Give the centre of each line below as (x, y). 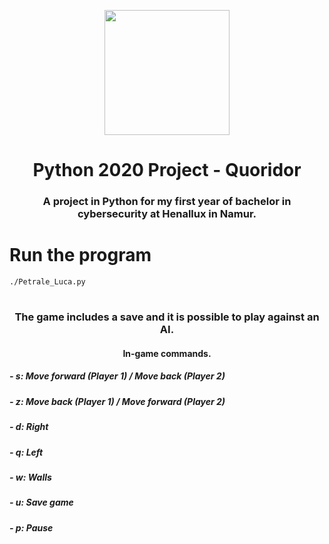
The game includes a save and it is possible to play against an (167, 317)
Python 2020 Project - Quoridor (167, 170)
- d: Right (29, 427)
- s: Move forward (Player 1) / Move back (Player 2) (117, 376)
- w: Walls (30, 477)
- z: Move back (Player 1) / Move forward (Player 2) (117, 401)
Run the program (80, 255)
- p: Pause (31, 527)
